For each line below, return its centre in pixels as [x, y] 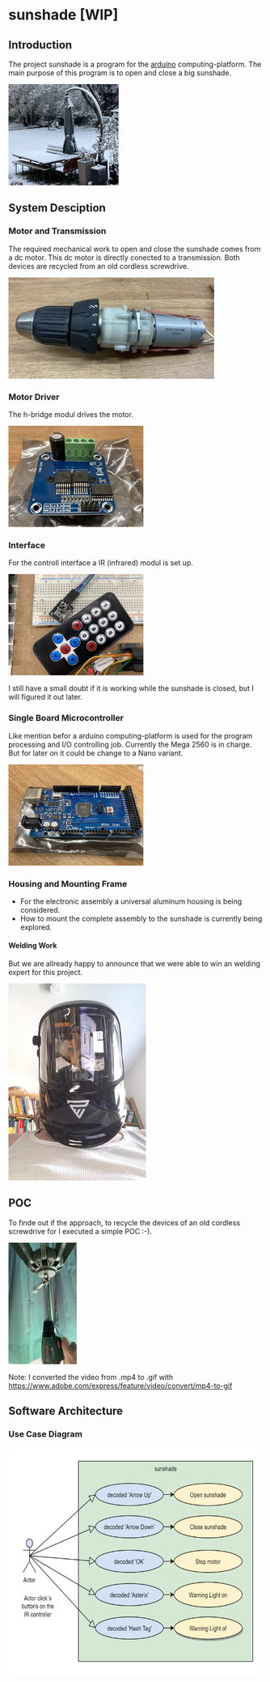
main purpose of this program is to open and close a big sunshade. [120, 73]
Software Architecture [66, 1411]
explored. [36, 927]
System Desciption [57, 208]
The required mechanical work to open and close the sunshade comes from [135, 249]
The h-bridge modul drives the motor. [71, 414]
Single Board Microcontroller [66, 718]
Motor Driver [34, 397]
